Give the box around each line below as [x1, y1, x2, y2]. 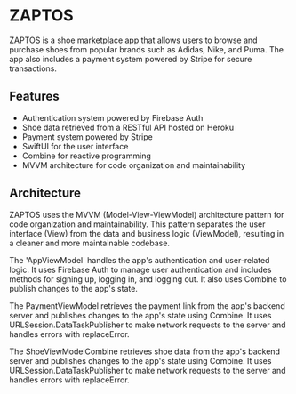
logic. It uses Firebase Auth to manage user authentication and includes [9, 264, 272, 275]
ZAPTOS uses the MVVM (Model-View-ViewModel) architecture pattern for [9, 209, 284, 220]
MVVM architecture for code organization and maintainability [21, 159, 246, 170]
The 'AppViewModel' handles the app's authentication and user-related [9, 254, 270, 265]
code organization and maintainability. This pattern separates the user [9, 219, 266, 229]
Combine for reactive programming [21, 150, 151, 161]
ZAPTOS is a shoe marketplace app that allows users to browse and [9, 35, 258, 45]
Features [9, 89, 60, 104]
